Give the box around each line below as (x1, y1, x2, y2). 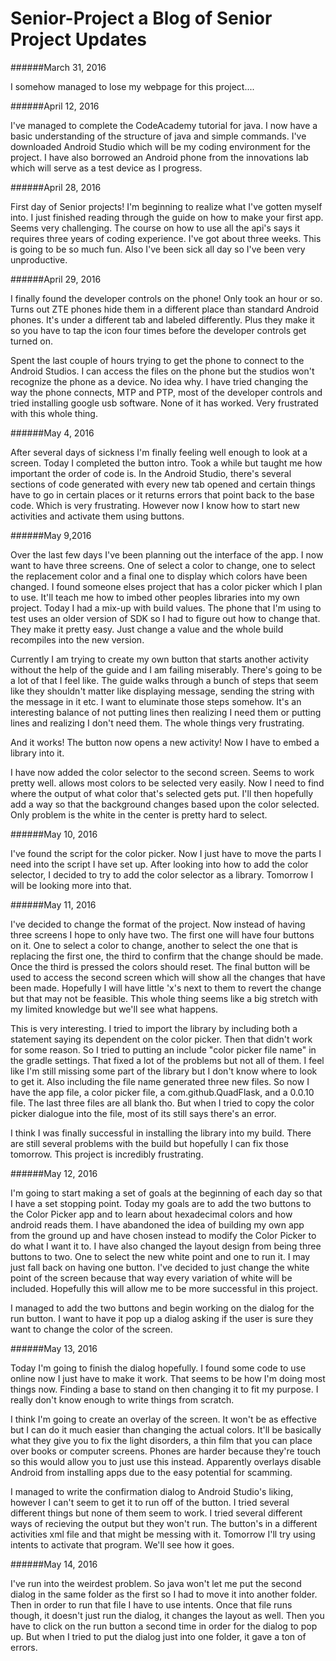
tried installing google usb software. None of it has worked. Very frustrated (10, 397, 319, 409)
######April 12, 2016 (10, 100, 100, 112)
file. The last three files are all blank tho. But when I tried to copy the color (10, 1097, 315, 1109)
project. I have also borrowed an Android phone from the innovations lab (10, 151, 309, 163)
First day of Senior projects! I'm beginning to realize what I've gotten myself (10, 200, 323, 212)
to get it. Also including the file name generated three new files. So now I (10, 1075, 310, 1087)
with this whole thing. (10, 407, 98, 419)
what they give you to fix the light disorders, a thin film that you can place (10, 1434, 313, 1446)
